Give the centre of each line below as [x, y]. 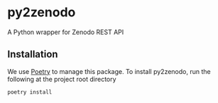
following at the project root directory [62, 79]
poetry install [30, 92]
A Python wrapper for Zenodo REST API [66, 32]
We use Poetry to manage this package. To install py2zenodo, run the [109, 71]
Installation [33, 54]
